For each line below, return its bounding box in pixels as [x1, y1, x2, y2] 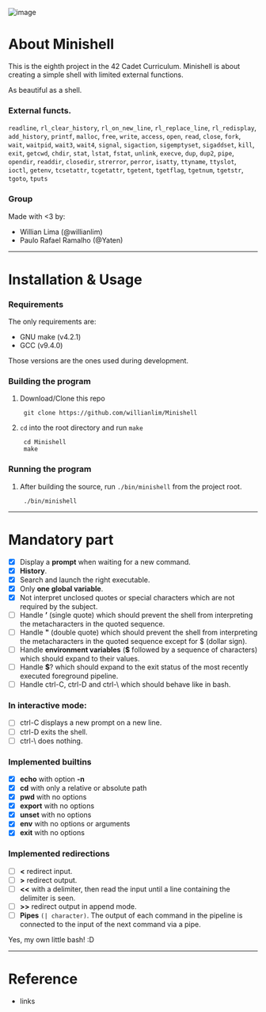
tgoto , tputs [8, 174, 48, 183]
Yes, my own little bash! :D [8, 935, 95, 944]
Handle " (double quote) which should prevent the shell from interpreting [19, 627, 258, 637]
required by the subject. [19, 601, 98, 611]
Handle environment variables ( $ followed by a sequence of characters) [19, 645, 258, 654]
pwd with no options [19, 792, 87, 802]
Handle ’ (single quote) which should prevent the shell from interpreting [19, 610, 253, 619]
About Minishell [8, 36, 115, 53]
